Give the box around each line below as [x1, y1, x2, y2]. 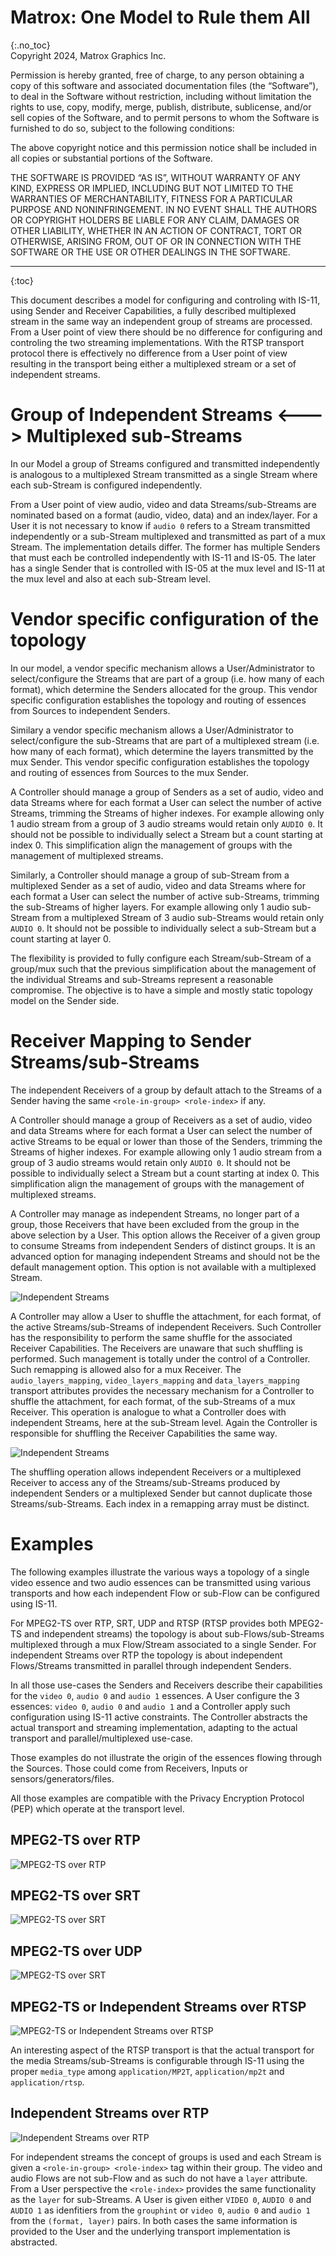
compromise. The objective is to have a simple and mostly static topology [10, 984, 313, 996]
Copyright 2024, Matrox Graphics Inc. [10, 49, 167, 61]
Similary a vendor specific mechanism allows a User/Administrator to [10, 724, 294, 736]
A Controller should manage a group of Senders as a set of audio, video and [10, 786, 324, 798]
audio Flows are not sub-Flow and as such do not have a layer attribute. [10, 2172, 308, 2184]
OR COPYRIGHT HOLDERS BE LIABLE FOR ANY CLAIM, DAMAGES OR [10, 214, 300, 226]
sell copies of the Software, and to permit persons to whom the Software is [10, 111, 320, 123]
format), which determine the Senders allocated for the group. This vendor [10, 683, 318, 695]
